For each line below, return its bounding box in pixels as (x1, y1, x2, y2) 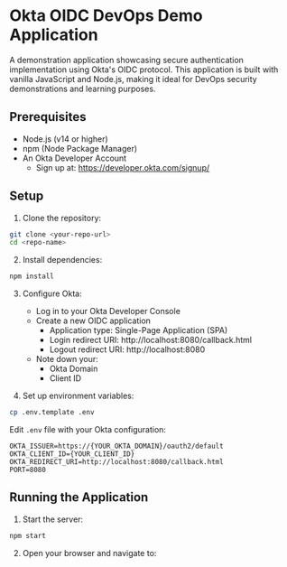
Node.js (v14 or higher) (22, 133, 108, 144)
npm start (9, 531, 47, 540)
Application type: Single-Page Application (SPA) (49, 325, 228, 336)
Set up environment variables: (22, 390, 134, 402)
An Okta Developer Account (22, 153, 127, 163)
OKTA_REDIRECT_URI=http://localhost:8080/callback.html (9, 458, 224, 467)
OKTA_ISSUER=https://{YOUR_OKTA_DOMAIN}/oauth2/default (9, 442, 224, 451)
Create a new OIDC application (35, 315, 152, 326)
